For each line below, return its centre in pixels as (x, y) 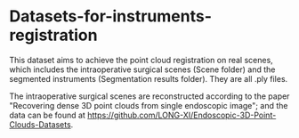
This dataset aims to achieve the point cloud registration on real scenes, (141, 60)
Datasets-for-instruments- (110, 16)
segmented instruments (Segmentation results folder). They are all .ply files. (149, 78)
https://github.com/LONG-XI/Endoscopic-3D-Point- (182, 115)
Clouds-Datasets (40, 124)
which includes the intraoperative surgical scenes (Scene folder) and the (142, 69)
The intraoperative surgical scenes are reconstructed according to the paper (149, 96)
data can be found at (48, 115)
